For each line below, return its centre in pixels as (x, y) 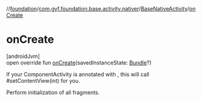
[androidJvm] (23, 56)
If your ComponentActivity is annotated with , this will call (78, 74)
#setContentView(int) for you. (43, 80)
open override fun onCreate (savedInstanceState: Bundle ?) (79, 62)
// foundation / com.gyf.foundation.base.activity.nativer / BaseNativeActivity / (98, 9)
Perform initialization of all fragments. (53, 92)
